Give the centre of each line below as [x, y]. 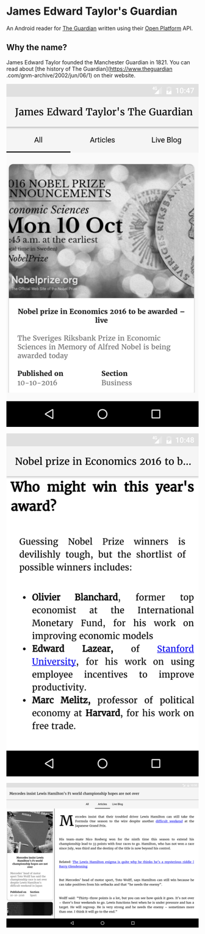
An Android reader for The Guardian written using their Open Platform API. [100, 28]
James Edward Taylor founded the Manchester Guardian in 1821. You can [98, 62]
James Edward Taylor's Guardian [92, 11]
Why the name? [37, 47]
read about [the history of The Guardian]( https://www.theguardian [89, 69]
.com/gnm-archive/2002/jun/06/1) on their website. [71, 75]
